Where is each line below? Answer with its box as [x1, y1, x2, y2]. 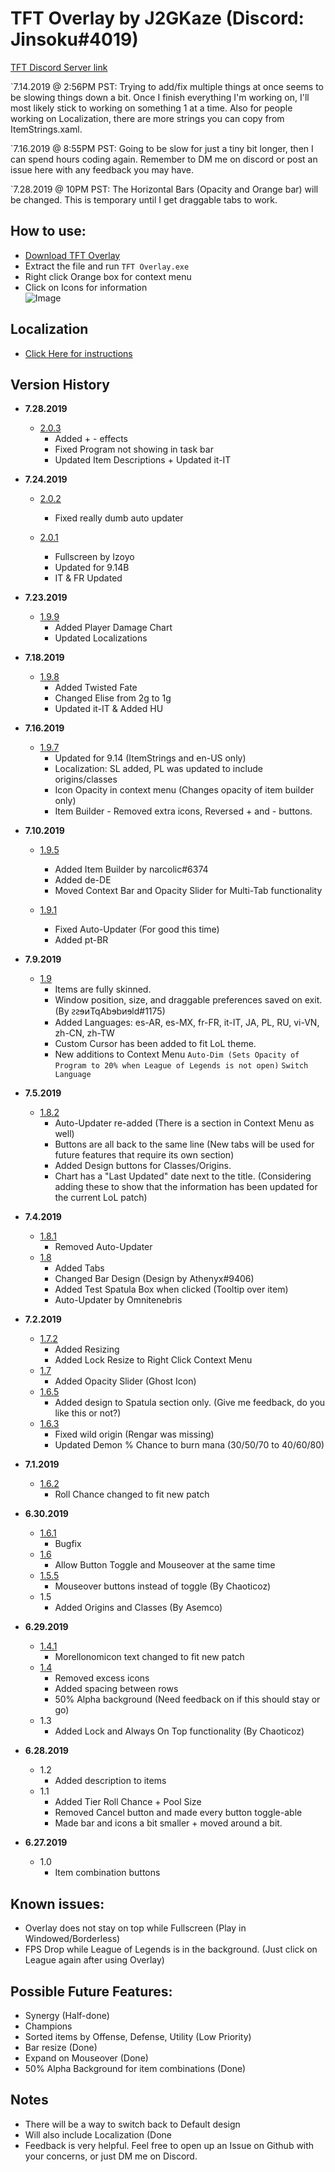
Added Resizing [54, 1343, 120, 1356]
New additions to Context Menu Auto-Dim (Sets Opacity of [54, 1048, 300, 1061]
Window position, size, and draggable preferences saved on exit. [54, 994, 323, 1006]
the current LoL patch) [54, 1192, 148, 1204]
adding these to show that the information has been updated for [54, 1181, 318, 1193]
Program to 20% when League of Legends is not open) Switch [54, 1061, 309, 1071]
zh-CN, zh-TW [54, 1027, 115, 1039]
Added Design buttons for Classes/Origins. [54, 1160, 232, 1172]
